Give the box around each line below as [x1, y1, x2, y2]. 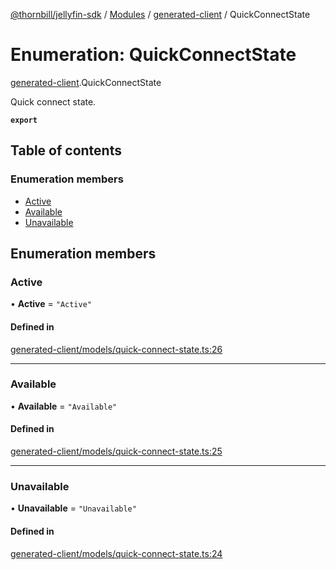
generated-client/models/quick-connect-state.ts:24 [10, 547, 223, 559]
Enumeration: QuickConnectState [10, 44, 297, 66]
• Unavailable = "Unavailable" [10, 502, 137, 514]
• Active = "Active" [10, 298, 93, 310]
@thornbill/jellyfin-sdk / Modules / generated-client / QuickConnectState [10, 9, 311, 20]
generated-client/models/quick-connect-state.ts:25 [10, 445, 223, 458]
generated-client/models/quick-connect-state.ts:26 [10, 343, 223, 355]
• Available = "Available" [10, 400, 118, 412]
